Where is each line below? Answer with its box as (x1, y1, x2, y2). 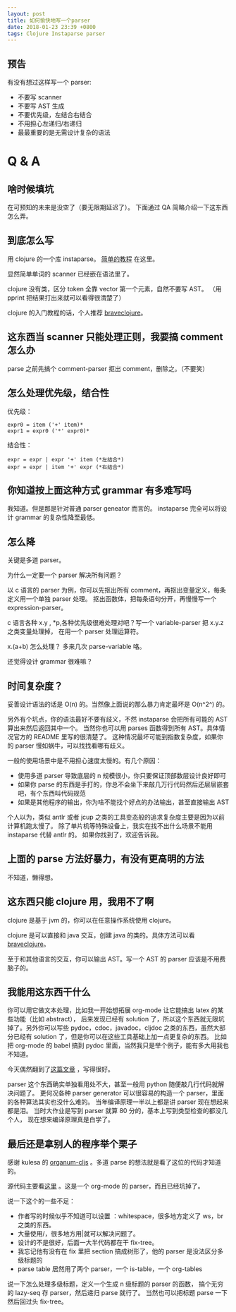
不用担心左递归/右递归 (17, 119, 82, 128)
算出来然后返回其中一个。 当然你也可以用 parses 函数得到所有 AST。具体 (7, 724, 220, 732)
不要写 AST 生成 (17, 102, 65, 110)
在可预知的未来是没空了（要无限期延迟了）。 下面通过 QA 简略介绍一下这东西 (7, 203, 228, 212)
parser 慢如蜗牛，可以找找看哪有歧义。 (15, 741, 129, 750)
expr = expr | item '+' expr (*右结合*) (7, 463, 125, 470)
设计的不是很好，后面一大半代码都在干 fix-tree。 (17, 1239, 159, 1247)
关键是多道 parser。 (7, 556, 66, 564)
